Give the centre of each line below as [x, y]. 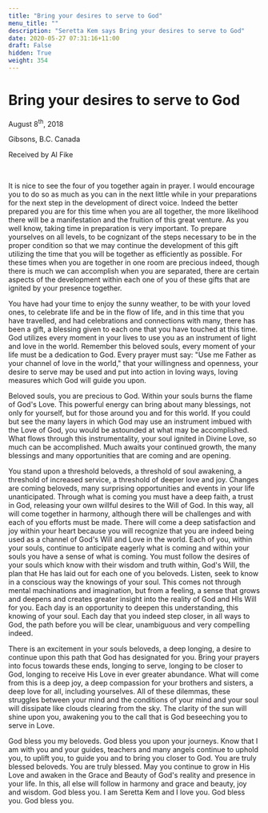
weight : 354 [28, 61]
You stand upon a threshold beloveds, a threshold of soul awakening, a [125, 471]
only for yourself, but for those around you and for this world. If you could [129, 413]
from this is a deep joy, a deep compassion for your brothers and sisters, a [131, 683]
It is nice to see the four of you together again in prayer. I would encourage [132, 186]
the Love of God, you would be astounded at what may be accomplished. [129, 430]
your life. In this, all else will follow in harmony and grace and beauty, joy [128, 784]
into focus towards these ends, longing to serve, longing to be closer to [126, 666]
